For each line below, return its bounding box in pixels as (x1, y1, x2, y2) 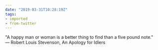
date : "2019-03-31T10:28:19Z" (5, 7, 68, 12)
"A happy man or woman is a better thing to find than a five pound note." (5, 34, 154, 40)
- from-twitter (5, 21, 37, 26)
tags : (5, 12, 16, 17)
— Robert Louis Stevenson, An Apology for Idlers (5, 40, 106, 46)
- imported (5, 16, 28, 21)
